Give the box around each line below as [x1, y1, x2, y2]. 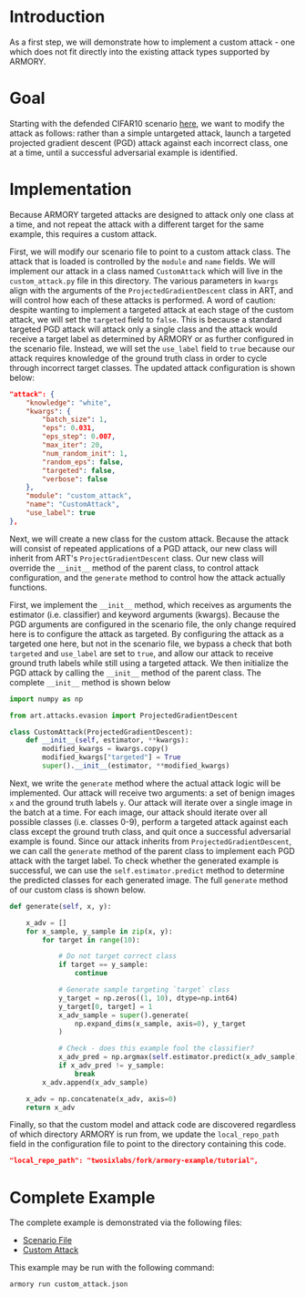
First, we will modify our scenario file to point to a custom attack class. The [9, 246, 291, 257]
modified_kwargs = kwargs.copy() [42, 745, 169, 754]
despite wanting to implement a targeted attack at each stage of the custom [9, 304, 294, 315]
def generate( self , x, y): [9, 901, 112, 911]
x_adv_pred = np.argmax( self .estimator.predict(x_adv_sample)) [57, 1053, 303, 1062]
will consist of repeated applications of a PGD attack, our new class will [9, 542, 278, 553]
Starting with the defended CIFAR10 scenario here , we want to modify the [9, 118, 285, 129]
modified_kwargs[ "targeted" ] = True [42, 753, 181, 762]
